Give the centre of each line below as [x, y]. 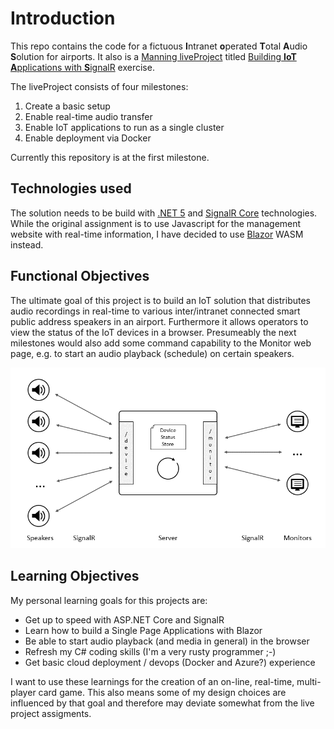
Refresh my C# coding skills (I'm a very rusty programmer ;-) [150, 651]
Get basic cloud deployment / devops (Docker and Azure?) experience [170, 662]
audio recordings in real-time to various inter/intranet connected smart [155, 311]
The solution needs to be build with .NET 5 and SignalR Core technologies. [164, 213]
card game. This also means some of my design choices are [162, 692]
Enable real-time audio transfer [88, 116]
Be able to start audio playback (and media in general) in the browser [167, 641]
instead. [27, 244]
